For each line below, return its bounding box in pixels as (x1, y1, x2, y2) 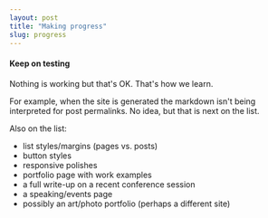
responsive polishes (22, 159, 98, 170)
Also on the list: (9, 123, 68, 134)
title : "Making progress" (9, 22, 107, 31)
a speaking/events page (22, 188, 113, 199)
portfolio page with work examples (22, 169, 152, 180)
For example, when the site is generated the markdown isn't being (9, 96, 256, 107)
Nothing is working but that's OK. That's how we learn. (9, 78, 214, 89)
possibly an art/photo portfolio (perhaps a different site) (22, 198, 231, 209)
